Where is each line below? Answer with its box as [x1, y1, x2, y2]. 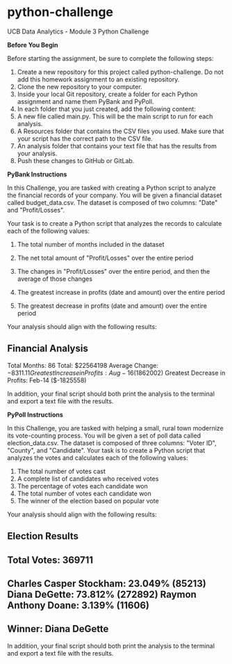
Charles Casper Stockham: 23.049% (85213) [7, 578, 206, 589]
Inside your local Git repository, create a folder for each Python [17, 90, 198, 98]
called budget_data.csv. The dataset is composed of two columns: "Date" [7, 198, 218, 206]
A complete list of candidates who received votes [17, 474, 159, 483]
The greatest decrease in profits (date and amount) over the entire [17, 301, 207, 310]
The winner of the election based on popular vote [17, 496, 159, 505]
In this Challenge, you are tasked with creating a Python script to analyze [7, 183, 216, 192]
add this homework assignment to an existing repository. [17, 75, 180, 84]
